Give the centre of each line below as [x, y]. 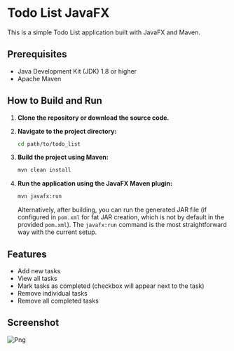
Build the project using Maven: [63, 157]
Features [27, 254]
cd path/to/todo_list [49, 144]
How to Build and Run [55, 101]
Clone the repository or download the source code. [93, 118]
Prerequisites [37, 54]
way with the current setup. [57, 232]
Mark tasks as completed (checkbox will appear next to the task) [111, 286]
